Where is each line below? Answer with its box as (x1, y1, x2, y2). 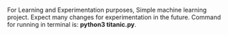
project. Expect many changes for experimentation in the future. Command (7, 13, 221, 21)
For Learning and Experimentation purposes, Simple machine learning (7, 6, 207, 14)
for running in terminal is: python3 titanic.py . (7, 21, 137, 28)
